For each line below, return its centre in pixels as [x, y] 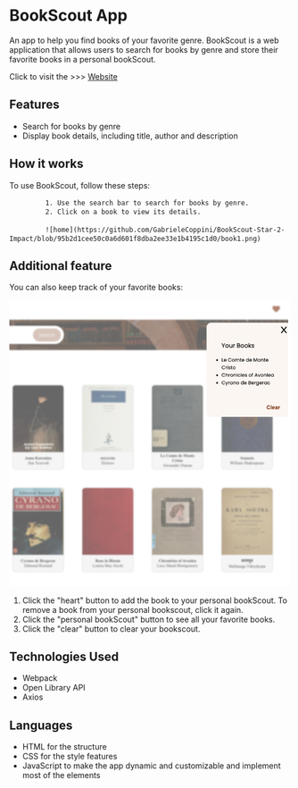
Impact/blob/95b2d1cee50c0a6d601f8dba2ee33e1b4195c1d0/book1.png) [135, 239]
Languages [41, 725]
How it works [46, 164]
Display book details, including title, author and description [130, 136]
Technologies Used [64, 656]
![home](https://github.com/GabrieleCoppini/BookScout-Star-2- [165, 230]
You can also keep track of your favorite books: [96, 288]
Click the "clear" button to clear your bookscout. [111, 629]
